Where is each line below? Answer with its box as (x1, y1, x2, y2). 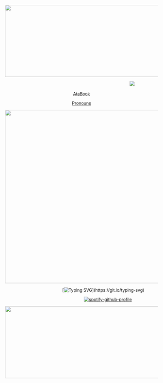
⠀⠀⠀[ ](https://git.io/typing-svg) (52, 287, 145, 293)
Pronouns (72, 100, 91, 106)
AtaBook (73, 91, 90, 97)
